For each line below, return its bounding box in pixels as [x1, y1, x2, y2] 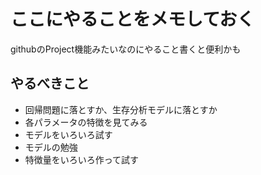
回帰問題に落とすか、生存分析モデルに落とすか [24, 103, 218, 115]
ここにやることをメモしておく [10, 8, 255, 31]
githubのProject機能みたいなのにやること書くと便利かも [10, 43, 242, 55]
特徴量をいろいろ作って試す [24, 153, 140, 165]
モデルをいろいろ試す [24, 128, 113, 140]
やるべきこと [10, 75, 90, 92]
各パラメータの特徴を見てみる [24, 116, 148, 128]
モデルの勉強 [24, 141, 78, 153]
